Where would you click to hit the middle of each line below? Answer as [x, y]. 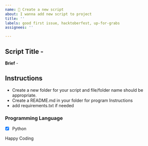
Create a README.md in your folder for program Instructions [72, 100]
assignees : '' [19, 28]
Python [19, 129]
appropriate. [24, 95]
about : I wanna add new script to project [48, 14]
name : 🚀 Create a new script [34, 9]
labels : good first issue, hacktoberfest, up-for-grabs [62, 23]
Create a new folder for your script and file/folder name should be [78, 90]
